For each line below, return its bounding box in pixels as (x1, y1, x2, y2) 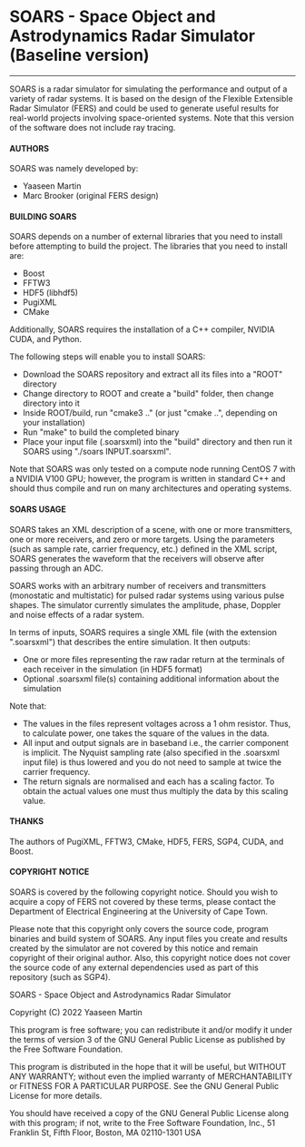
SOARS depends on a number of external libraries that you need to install (9, 231, 283, 242)
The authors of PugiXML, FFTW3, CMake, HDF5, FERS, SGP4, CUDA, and (9, 836, 284, 847)
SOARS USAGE (9, 504, 66, 515)
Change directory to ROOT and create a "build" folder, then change (22, 388, 274, 399)
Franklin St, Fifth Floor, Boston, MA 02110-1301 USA (9, 1127, 202, 1138)
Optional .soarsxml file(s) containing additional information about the (22, 673, 280, 684)
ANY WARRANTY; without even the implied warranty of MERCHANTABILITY (9, 1071, 293, 1082)
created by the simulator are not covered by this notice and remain (9, 942, 259, 954)
